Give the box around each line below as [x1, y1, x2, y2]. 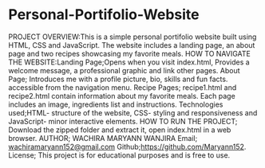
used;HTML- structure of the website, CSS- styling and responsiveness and [8, 107, 258, 117]
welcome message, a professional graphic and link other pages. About [8, 65, 241, 75]
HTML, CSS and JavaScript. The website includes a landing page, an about [8, 40, 255, 49]
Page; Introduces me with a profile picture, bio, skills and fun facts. [8, 74, 228, 84]
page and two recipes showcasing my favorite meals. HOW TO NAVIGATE [8, 49, 251, 58]
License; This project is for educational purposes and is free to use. [8, 150, 231, 160]
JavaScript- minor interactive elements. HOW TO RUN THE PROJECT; [8, 116, 238, 126]
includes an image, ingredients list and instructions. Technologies [8, 100, 223, 109]
